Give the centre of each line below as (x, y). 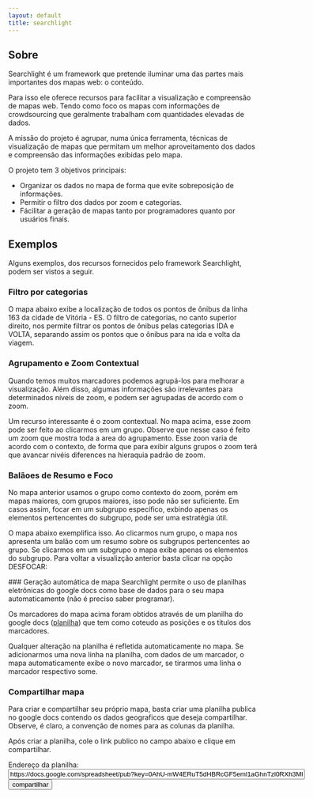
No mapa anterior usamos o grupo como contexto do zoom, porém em (123, 493)
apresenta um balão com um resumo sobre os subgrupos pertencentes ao (129, 542)
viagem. (21, 343)
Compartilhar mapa (46, 691)
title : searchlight (40, 23)
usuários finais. (44, 219)
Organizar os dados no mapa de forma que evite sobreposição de (127, 186)
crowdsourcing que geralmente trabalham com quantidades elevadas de (126, 115)
